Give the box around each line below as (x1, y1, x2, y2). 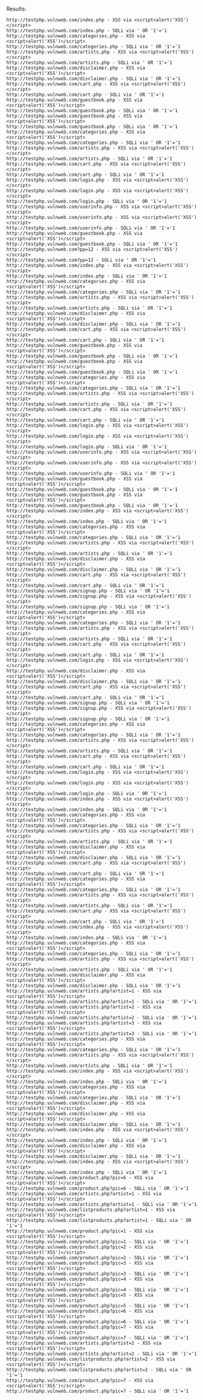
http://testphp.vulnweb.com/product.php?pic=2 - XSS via (6, 1244, 154, 1250)
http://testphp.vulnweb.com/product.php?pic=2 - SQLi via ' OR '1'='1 (6, 1255, 189, 1261)
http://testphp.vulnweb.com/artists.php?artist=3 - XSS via (6, 1020, 162, 1026)
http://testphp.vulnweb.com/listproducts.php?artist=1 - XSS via (6, 1207, 175, 1213)
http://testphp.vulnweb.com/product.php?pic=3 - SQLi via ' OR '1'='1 (6, 1271, 189, 1277)
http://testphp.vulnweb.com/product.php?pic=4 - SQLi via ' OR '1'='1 (6, 1287, 189, 1293)
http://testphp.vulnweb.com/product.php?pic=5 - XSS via (6, 1292, 154, 1298)
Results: (6, 5, 27, 12)
